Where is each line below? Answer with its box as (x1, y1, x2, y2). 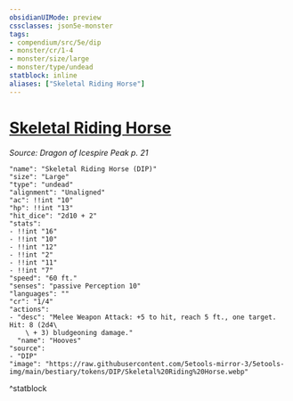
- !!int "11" (9, 258, 58, 267)
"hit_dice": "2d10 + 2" (9, 211, 98, 220)
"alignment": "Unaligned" (9, 188, 105, 197)
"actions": (9, 305, 50, 314)
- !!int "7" (9, 266, 53, 274)
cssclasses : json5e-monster (9, 21, 114, 30)
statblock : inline (9, 71, 77, 80)
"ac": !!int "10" (9, 195, 74, 205)
